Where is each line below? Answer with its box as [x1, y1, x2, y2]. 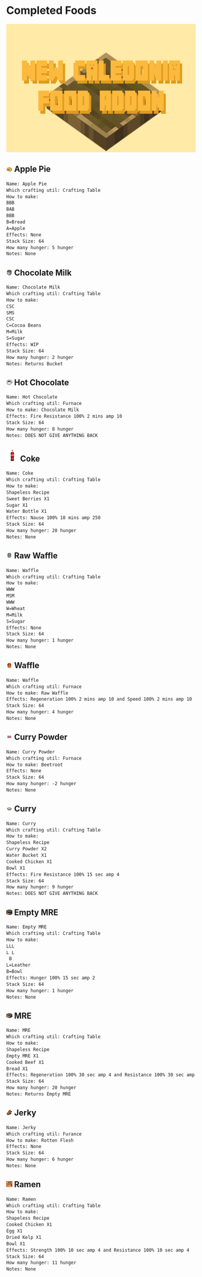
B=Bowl [6, 969, 23, 975]
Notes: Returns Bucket [6, 360, 63, 367]
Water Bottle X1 [6, 508, 47, 515]
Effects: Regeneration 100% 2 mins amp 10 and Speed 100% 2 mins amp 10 [6, 696, 192, 702]
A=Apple [6, 225, 26, 231]
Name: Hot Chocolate [6, 394, 58, 400]
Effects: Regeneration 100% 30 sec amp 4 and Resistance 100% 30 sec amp [6, 1072, 195, 1078]
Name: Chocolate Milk [6, 284, 61, 290]
